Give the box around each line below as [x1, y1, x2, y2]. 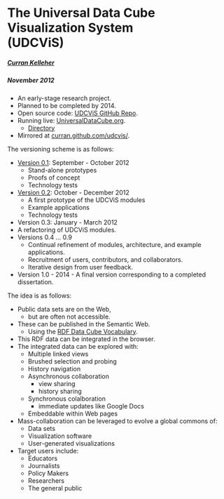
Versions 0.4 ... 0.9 [17, 233, 72, 241]
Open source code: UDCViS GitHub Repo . [17, 109, 139, 117]
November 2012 [7, 76, 55, 85]
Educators [27, 454, 58, 463]
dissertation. [17, 277, 54, 286]
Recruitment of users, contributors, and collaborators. [27, 255, 183, 264]
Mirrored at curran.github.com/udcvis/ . [17, 131, 130, 140]
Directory [27, 124, 55, 132]
